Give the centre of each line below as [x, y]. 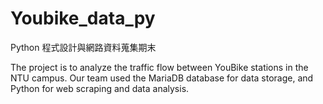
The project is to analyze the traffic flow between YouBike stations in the [159, 67]
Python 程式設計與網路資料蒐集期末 [83, 47]
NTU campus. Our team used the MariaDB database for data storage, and [162, 78]
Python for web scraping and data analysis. [100, 88]
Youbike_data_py [83, 18]
